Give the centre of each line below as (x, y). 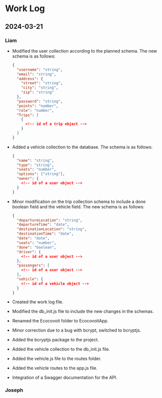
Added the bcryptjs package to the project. (55, 340)
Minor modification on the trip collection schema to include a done (79, 201)
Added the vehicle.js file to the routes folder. (57, 358)
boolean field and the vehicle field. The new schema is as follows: (78, 207)
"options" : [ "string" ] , (41, 174)
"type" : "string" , (35, 165)
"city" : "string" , (40, 88)
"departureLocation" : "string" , (50, 220)
